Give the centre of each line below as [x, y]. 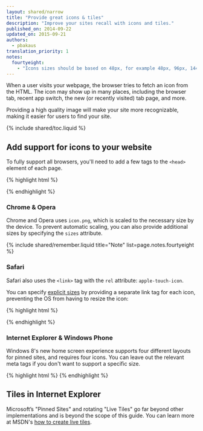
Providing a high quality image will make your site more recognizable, [93, 110]
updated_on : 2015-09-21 [36, 35]
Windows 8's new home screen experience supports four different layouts [99, 351]
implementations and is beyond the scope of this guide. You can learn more [100, 415]
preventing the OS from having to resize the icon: [67, 298]
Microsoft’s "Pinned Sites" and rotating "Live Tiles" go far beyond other [95, 409]
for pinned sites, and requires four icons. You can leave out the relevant [95, 357]
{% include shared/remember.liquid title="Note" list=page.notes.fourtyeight [100, 245]
